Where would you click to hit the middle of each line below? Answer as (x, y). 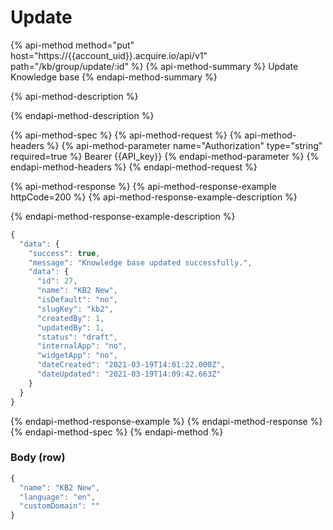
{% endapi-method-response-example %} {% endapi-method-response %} (166, 421)
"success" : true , (64, 253)
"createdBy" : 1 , (70, 318)
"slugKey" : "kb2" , (75, 309)
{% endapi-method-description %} (82, 115)
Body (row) (38, 458)
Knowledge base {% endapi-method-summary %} (114, 77)
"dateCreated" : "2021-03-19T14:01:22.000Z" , (131, 365)
